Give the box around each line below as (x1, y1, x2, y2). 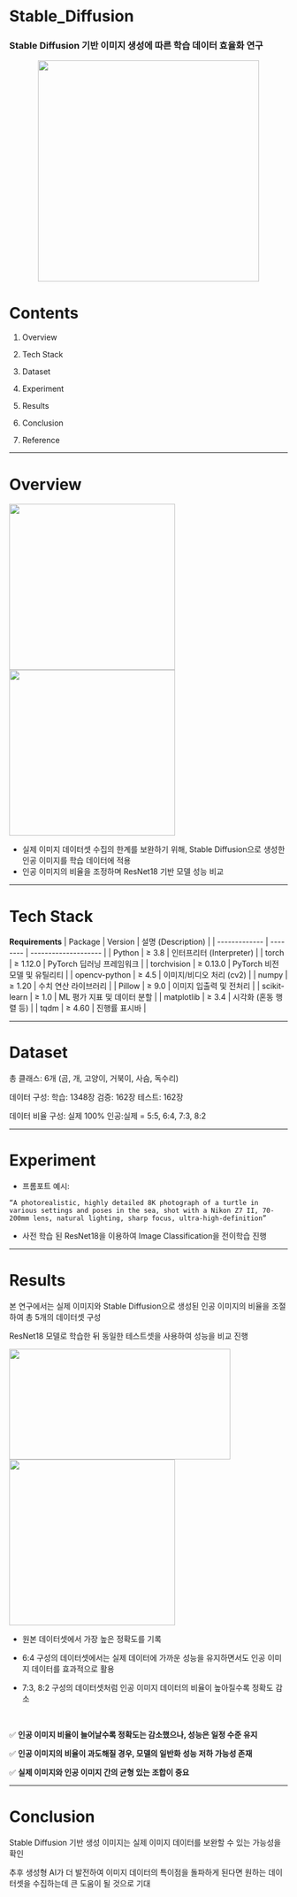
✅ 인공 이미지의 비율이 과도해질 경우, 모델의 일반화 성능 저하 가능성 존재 (9, 1748, 253, 1759)
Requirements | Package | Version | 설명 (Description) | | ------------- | (9, 936, 269, 948)
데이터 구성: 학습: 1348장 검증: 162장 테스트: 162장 (9, 1092, 184, 1102)
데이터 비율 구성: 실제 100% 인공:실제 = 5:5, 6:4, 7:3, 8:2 (9, 1110, 206, 1121)
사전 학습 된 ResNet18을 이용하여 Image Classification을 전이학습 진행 (21, 1231, 267, 1241)
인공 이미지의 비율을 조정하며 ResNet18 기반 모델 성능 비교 (21, 866, 224, 877)
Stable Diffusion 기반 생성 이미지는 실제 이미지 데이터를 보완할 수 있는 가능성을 (9, 1838, 281, 1848)
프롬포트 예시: (21, 1181, 71, 1192)
